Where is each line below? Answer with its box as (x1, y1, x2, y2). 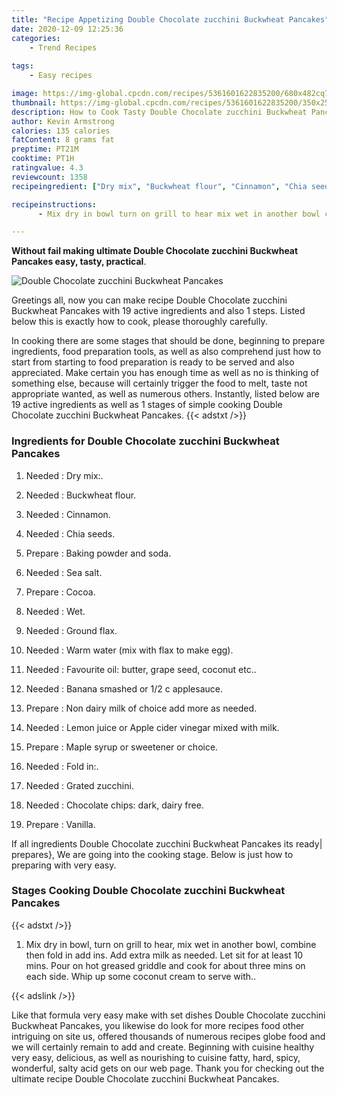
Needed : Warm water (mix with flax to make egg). (25, 644, 234, 656)
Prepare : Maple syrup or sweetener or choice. (25, 741, 219, 753)
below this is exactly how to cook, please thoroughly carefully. (11, 316, 268, 328)
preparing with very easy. (11, 859, 117, 871)
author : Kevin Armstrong (11, 116, 115, 126)
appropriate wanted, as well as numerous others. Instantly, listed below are (11, 388, 320, 400)
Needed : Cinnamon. (25, 508, 111, 520)
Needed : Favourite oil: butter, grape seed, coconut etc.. (25, 663, 257, 675)
